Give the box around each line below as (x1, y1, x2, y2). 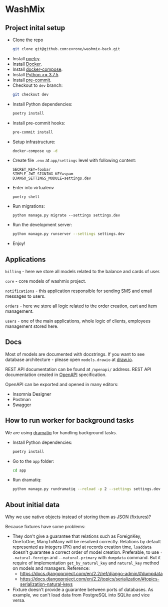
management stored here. (5, 323, 58, 329)
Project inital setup (5, 24, 65, 32)
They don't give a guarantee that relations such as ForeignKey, (12, 533, 141, 539)
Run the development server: (12, 222, 72, 228)
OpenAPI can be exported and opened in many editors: (5, 381, 118, 387)
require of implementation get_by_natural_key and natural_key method (12, 560, 159, 566)
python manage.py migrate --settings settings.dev (12, 213, 120, 218)
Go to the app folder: (12, 458, 54, 464)
